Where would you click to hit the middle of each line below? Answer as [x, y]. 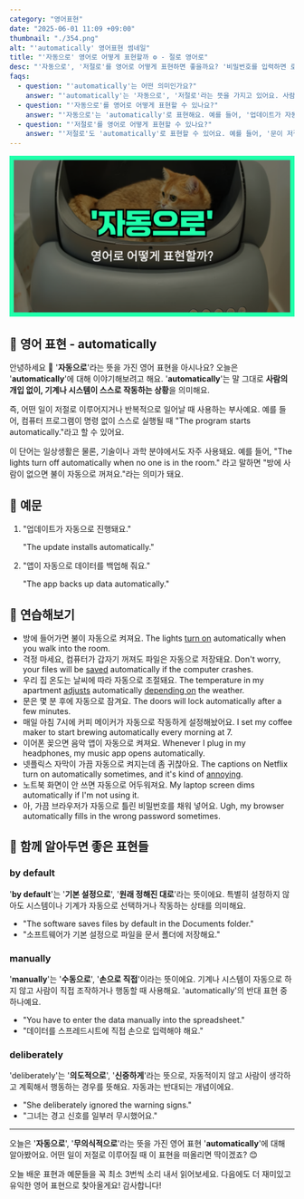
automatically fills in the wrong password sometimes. [121, 817]
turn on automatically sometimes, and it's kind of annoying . [133, 774]
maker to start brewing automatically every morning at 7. [128, 732]
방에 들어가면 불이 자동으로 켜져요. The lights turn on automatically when [154, 638]
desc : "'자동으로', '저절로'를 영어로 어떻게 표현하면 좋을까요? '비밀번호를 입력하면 [148, 67]
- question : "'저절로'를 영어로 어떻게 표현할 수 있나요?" [115, 124]
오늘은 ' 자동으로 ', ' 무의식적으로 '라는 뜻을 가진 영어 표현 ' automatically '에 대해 [147, 1144]
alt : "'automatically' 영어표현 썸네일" [80, 48]
